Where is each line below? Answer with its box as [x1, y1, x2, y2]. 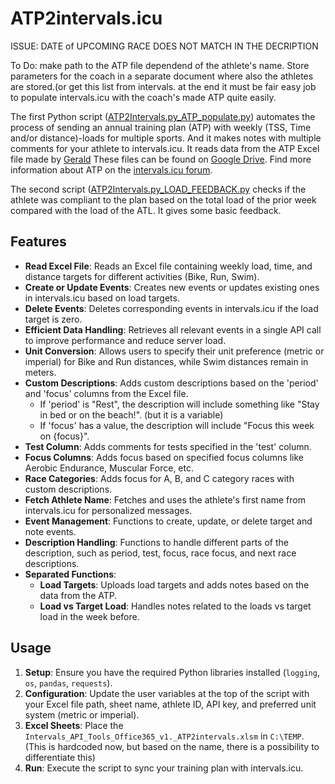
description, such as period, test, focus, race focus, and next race [24, 547, 297, 559]
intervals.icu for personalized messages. [24, 504, 193, 516]
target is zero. [24, 313, 83, 325]
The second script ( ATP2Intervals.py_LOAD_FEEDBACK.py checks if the [10, 183, 307, 195]
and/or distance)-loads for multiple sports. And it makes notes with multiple [10, 132, 322, 144]
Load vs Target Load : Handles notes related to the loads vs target [39, 600, 312, 612]
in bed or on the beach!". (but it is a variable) [39, 408, 224, 421]
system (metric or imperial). [24, 708, 140, 721]
